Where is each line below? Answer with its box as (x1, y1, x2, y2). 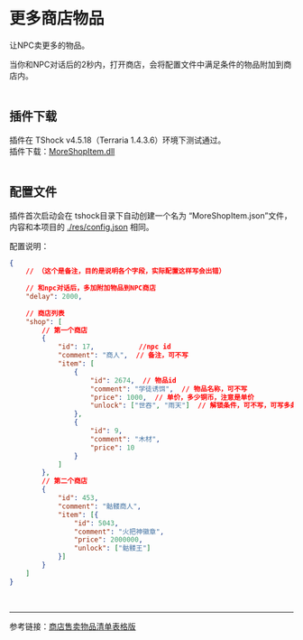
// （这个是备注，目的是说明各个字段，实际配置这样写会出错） (25, 267, 226, 276)
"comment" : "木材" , (89, 434, 161, 443)
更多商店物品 (9, 8, 106, 29)
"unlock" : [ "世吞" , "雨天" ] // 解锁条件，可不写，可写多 (89, 401, 291, 411)
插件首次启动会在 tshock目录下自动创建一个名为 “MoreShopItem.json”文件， (9, 209, 292, 221)
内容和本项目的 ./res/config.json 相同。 (9, 221, 154, 232)
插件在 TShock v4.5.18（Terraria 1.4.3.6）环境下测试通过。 (9, 134, 226, 145)
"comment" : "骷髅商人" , (57, 502, 142, 511)
